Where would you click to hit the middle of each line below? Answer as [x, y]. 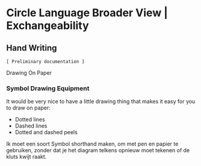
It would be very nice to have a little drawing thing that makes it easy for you [101, 102]
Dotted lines [30, 120]
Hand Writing [32, 48]
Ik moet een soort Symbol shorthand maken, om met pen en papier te [92, 144]
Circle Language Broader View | [87, 13]
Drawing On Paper [29, 73]
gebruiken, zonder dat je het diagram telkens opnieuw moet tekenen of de [98, 150]
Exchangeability [48, 26]
